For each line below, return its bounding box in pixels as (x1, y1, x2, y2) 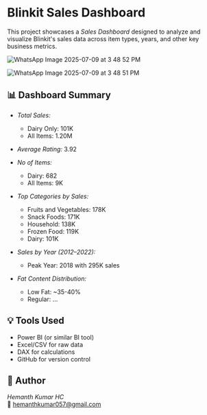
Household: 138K (27, 220, 76, 228)
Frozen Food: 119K (27, 227, 80, 235)
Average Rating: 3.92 (16, 145, 77, 153)
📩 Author (7, 375, 46, 386)
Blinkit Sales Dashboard (7, 5, 146, 21)
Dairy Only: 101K (27, 124, 74, 132)
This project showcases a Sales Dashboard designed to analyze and (7, 27, 201, 36)
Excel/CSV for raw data (16, 340, 84, 348)
